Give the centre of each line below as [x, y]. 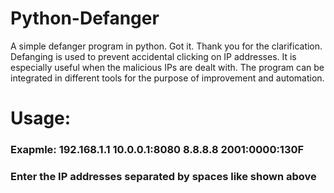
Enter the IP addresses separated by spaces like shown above [163, 176]
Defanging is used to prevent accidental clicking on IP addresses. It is [153, 56]
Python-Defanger [85, 18]
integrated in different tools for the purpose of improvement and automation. [167, 78]
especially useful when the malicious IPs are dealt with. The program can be [167, 67]
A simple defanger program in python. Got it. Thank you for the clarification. [166, 46]
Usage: [41, 118]
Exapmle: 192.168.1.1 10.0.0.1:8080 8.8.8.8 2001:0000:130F [157, 150]
